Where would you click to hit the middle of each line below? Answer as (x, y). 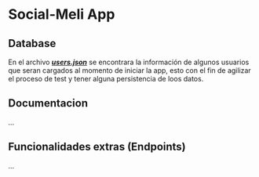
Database (32, 43)
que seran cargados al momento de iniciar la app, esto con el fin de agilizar (129, 70)
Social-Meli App (62, 14)
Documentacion (48, 103)
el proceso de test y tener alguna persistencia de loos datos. (106, 79)
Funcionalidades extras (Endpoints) (97, 147)
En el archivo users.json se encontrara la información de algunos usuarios (129, 62)
